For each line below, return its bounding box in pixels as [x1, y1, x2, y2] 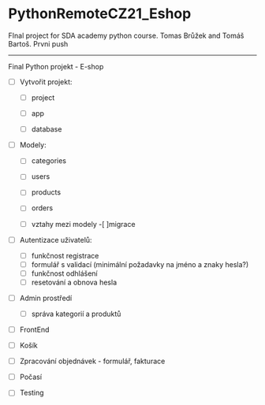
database [31, 124, 62, 134]
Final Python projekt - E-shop [8, 61, 104, 71]
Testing [19, 388, 45, 398]
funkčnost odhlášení [31, 269, 98, 278]
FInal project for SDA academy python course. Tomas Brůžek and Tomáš [8, 31, 244, 40]
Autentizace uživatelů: [19, 235, 92, 244]
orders [31, 203, 54, 213]
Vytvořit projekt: [19, 76, 73, 87]
